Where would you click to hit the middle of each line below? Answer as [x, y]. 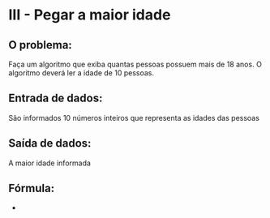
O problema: [41, 45]
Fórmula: [32, 188]
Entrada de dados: [56, 98]
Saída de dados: [50, 143]
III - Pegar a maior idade [90, 15]
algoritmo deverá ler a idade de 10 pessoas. [81, 73]
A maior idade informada [50, 163]
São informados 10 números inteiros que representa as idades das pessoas [134, 118]
